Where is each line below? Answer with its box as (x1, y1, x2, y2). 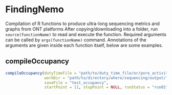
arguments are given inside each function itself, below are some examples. (5, 42, 163, 48)
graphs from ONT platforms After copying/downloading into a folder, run (5, 26, 158, 32)
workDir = (44, 75, 66, 80)
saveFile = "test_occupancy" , (44, 80, 109, 85)
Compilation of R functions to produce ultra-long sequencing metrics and (5, 20, 160, 27)
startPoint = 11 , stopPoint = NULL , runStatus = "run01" (44, 85, 168, 90)
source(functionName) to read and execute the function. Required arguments (5, 31, 166, 37)
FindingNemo (5, 4, 64, 15)
